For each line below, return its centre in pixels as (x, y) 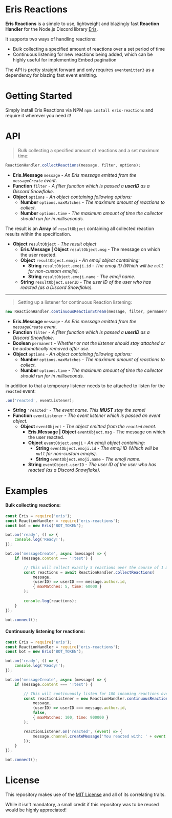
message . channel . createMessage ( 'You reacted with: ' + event (99, 736)
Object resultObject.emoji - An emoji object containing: (80, 260)
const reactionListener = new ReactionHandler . (75, 698)
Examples (27, 491)
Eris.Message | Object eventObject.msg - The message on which (97, 432)
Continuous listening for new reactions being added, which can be (83, 54)
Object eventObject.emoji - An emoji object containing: (87, 443)
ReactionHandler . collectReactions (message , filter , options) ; (73, 165)
